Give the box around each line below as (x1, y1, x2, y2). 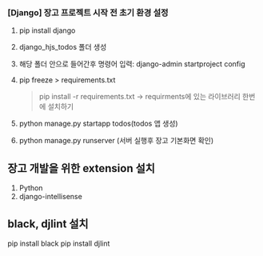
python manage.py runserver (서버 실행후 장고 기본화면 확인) (18, 136, 214, 146)
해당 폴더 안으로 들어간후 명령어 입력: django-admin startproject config (18, 59, 245, 69)
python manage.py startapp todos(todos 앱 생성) (18, 118, 178, 129)
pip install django (18, 26, 76, 35)
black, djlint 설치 (7, 217, 89, 230)
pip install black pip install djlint (7, 238, 110, 248)
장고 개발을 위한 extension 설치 (7, 162, 155, 175)
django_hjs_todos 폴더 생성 (18, 42, 107, 52)
